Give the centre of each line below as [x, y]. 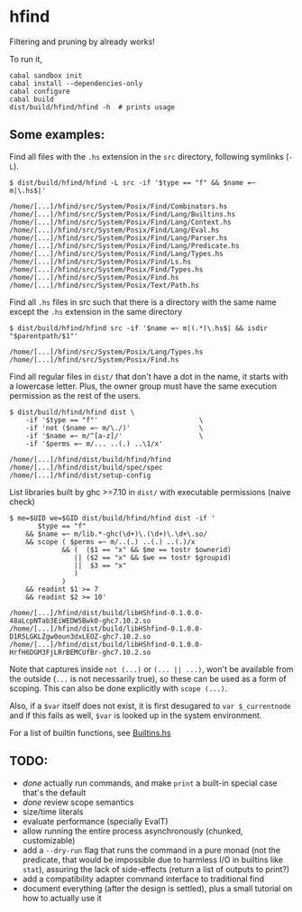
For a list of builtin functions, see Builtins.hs [90, 732]
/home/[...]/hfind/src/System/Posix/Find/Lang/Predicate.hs [125, 245]
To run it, [26, 59]
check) [23, 502]
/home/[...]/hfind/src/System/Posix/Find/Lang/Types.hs [116, 253]
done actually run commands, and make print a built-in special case [150, 783]
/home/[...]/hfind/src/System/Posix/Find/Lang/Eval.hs [114, 230]
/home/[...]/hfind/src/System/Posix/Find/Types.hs [106, 269]
